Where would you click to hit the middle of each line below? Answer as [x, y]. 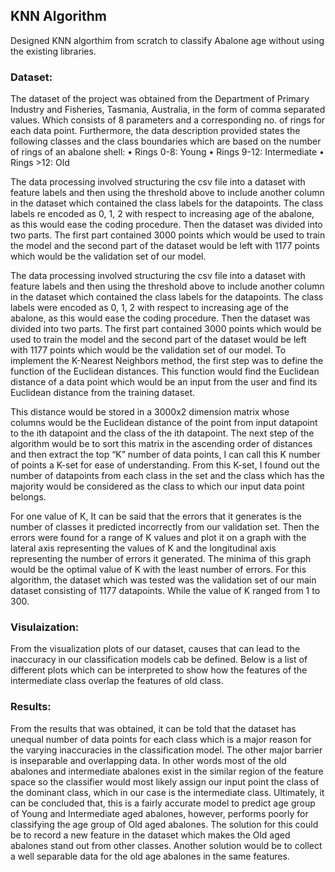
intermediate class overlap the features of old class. [117, 681]
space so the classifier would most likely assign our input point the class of [165, 781]
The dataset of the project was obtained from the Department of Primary [160, 99]
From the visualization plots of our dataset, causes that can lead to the [155, 649]
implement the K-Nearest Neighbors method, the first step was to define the [167, 361]
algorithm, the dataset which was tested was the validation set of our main [163, 580]
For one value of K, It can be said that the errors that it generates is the [156, 516]
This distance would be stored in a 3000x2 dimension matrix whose [150, 412]
